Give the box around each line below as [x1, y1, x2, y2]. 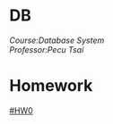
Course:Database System [9, 35, 105, 45]
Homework [9, 76, 93, 96]
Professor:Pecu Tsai [9, 44, 84, 54]
